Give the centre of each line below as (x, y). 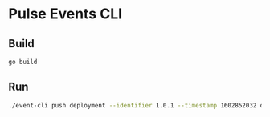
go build (23, 62)
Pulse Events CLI (65, 14)
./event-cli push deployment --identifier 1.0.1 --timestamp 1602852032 (133, 105)
